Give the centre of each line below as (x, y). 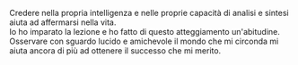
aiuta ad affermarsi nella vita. (63, 22)
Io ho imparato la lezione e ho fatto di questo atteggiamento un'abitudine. (145, 32)
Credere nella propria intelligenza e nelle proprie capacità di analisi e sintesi (149, 13)
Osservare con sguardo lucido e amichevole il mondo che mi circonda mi (144, 41)
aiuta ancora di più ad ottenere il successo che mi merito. (115, 51)
